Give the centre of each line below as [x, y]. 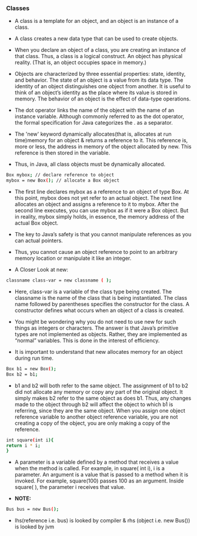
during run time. [34, 358]
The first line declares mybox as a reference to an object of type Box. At [102, 192]
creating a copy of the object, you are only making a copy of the [92, 423]
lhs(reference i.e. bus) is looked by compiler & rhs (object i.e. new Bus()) [102, 521]
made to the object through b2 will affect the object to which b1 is [94, 404]
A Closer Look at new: [41, 270]
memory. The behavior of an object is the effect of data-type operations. [103, 99]
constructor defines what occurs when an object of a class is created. [99, 310]
